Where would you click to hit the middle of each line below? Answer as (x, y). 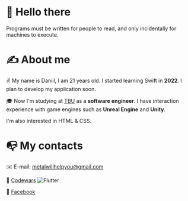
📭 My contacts (44, 146)
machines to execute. (32, 34)
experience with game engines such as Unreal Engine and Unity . (86, 109)
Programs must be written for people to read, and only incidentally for (91, 28)
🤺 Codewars (21, 180)
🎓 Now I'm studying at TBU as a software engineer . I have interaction (93, 100)
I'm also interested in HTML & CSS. (49, 121)
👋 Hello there (39, 12)
